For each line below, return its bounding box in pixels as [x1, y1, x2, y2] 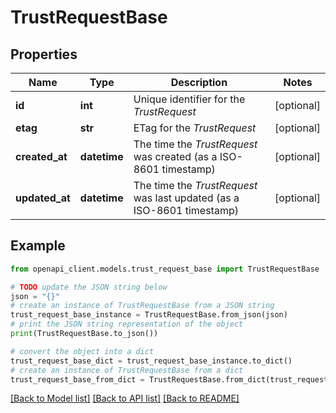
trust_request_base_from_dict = [10, 374, 145, 385]
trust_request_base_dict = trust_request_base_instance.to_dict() [10, 356, 293, 366]
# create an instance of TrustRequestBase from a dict [10, 365, 244, 375]
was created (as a [133, 150, 218, 163]
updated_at [15, 191, 71, 205]
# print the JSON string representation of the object [10, 319, 244, 330]
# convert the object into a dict [10, 346, 155, 356]
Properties [10, 46, 78, 63]
